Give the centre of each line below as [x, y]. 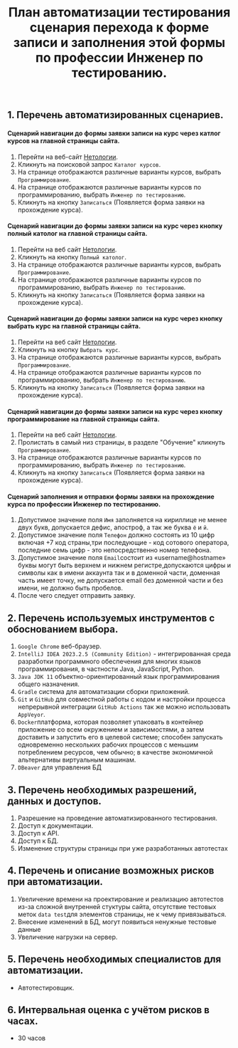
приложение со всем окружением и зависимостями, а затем [111, 730]
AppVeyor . [32, 715]
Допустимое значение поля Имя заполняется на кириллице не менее [122, 520]
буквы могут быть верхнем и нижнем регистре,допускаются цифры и [124, 565]
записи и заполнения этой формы [119, 43]
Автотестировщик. [46, 987]
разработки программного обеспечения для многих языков [109, 662]
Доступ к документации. [55, 825]
